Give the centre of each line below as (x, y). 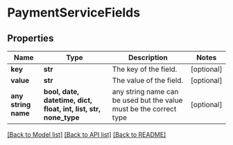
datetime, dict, (68, 100)
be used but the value (147, 100)
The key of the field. (145, 69)
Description (148, 58)
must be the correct (144, 109)
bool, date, (62, 91)
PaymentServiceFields (74, 13)
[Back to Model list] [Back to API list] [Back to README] (87, 135)
